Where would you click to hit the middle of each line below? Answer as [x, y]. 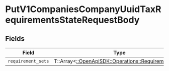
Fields [15, 39]
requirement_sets [28, 61]
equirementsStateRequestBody [72, 20]
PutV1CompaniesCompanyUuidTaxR [83, 9]
